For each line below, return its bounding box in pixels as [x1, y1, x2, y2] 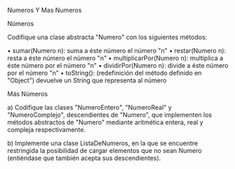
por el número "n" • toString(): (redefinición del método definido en [7, 69, 202, 77]
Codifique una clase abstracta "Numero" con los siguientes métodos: [7, 33, 208, 41]
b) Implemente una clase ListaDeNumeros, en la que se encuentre [7, 139, 199, 147]
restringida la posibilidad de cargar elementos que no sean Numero [7, 147, 202, 154]
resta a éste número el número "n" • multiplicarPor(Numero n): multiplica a [7, 54, 223, 62]
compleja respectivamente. [7, 126, 86, 133]
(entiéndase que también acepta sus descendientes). [7, 154, 161, 162]
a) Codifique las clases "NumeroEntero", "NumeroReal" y [7, 103, 172, 111]
